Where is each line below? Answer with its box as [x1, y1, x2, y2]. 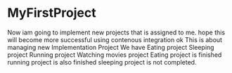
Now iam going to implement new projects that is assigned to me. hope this [7, 28, 226, 36]
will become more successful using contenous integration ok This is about [7, 35, 223, 44]
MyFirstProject [7, 5, 96, 21]
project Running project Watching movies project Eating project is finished [7, 51, 222, 59]
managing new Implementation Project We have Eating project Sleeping [7, 43, 214, 51]
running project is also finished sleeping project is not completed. [7, 58, 197, 66]
